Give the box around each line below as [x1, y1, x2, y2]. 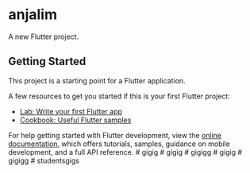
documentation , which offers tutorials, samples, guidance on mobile [8, 139, 230, 148]
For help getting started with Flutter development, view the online [8, 130, 222, 140]
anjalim [8, 6, 58, 24]
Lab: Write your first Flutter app [19, 106, 123, 116]
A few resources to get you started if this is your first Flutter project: [8, 91, 230, 101]
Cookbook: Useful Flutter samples [19, 115, 132, 125]
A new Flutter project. [8, 32, 79, 41]
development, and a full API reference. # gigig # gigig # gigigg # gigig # [8, 147, 243, 156]
